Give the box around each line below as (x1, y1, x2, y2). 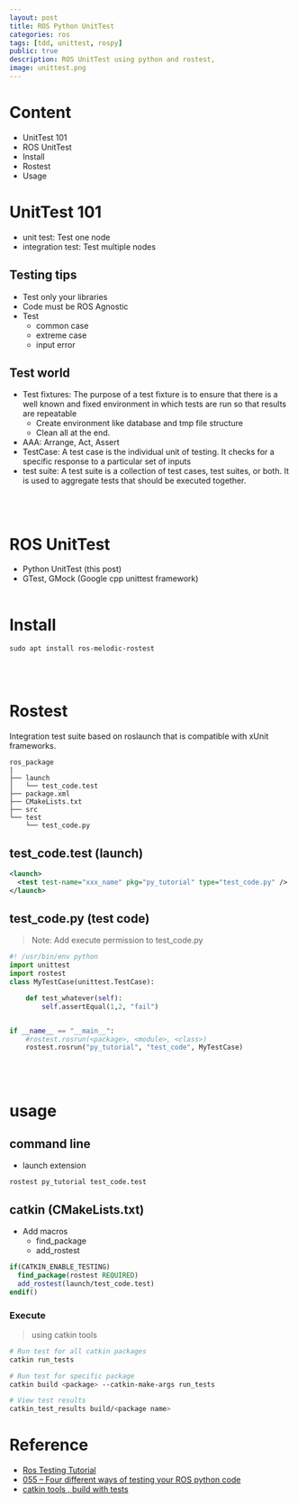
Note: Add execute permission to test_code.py (31, 934, 203, 946)
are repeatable (22, 408, 77, 419)
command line (9, 1136, 92, 1152)
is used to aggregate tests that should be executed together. (22, 475, 247, 487)
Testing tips (9, 268, 77, 283)
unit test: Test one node (22, 232, 111, 242)
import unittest (9, 961, 70, 970)
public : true (9, 47, 59, 56)
